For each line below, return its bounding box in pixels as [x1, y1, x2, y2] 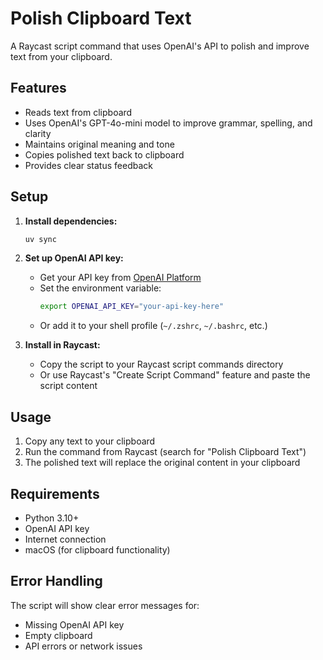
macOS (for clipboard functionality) [24, 543, 171, 556]
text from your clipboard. [10, 50, 113, 62]
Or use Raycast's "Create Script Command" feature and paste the [39, 369, 311, 381]
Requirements [10, 485, 100, 502]
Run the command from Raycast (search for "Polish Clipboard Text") [24, 446, 307, 458]
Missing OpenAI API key [24, 618, 125, 631]
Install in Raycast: [24, 339, 101, 351]
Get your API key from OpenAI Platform [39, 272, 202, 284]
